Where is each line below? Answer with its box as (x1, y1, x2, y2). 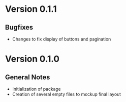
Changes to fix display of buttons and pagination (12, 36, 111, 42)
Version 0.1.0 (5, 53, 60, 65)
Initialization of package (12, 86, 61, 92)
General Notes (5, 73, 50, 81)
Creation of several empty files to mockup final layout (12, 91, 121, 97)
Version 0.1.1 (5, 3, 57, 15)
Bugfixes (5, 23, 33, 32)
